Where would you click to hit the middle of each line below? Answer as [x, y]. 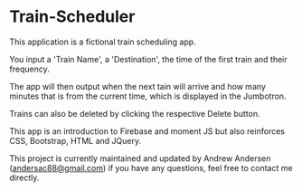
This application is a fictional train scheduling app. [103, 42]
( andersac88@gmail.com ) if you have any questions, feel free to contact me [151, 168]
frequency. [29, 69]
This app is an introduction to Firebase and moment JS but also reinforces [147, 131]
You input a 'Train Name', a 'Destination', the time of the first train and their [148, 59]
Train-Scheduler [72, 17]
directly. [24, 178]
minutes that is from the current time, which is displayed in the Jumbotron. [148, 96]
